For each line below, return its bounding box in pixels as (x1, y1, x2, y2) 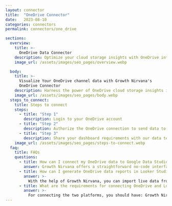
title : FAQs (14, 150, 40, 155)
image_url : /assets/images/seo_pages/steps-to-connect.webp (14, 140, 145, 146)
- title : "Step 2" (18, 121, 58, 127)
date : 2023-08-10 (5, 17, 47, 22)
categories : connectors (5, 22, 56, 27)
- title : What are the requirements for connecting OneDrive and (18, 183, 161, 189)
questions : (14, 155, 38, 160)
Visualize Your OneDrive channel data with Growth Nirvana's (18, 78, 153, 84)
